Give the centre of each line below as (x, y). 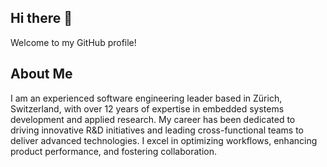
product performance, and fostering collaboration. (113, 151)
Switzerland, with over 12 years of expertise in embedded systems (147, 108)
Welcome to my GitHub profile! (73, 42)
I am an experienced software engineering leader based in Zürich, (146, 98)
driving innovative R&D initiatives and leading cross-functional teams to (157, 130)
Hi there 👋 (41, 18)
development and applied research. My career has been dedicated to (153, 119)
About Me (41, 74)
